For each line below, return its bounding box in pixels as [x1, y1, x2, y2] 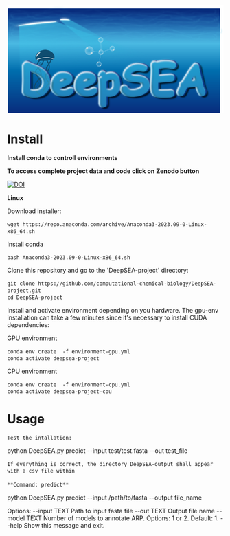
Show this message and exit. [23, 522, 105, 530]
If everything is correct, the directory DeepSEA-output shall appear [7, 461, 214, 468]
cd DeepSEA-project [7, 294, 63, 301]
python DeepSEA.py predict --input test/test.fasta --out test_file [7, 447, 188, 455]
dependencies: [7, 321, 49, 329]
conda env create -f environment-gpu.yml [7, 348, 130, 355]
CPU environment [7, 367, 57, 376]
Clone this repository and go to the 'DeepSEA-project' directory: [7, 267, 189, 275]
